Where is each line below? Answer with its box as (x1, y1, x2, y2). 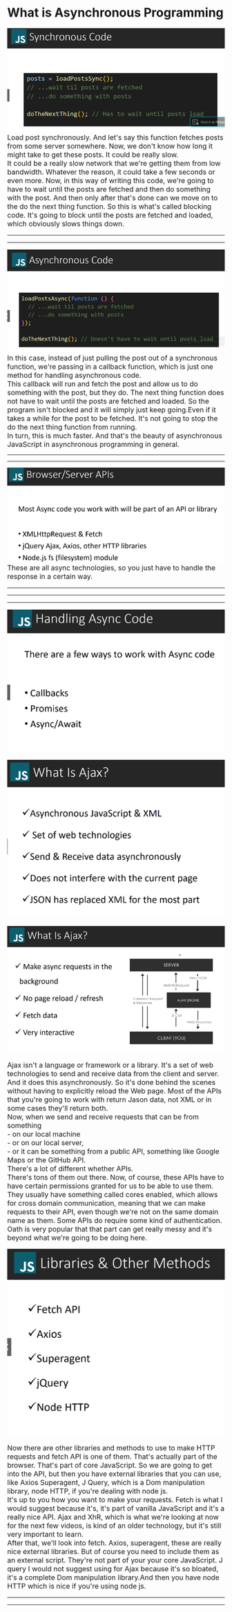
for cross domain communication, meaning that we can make (7, 1198, 206, 1208)
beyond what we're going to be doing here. (7, 1233, 147, 1242)
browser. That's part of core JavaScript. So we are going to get (7, 1460, 213, 1470)
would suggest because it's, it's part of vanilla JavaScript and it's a (7, 1504, 225, 1513)
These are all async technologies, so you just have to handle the (7, 563, 216, 573)
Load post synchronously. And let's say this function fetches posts (7, 133, 224, 142)
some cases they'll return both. (7, 1103, 108, 1113)
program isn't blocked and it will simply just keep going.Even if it (7, 405, 216, 415)
